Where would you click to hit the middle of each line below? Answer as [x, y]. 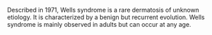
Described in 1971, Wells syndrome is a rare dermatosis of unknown [103, 10]
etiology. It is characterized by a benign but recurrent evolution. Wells [106, 17]
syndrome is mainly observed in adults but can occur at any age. [99, 24]
